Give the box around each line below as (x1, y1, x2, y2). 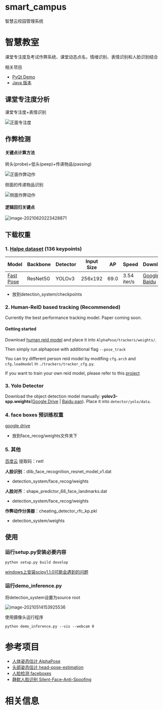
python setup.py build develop (5, 560, 68, 565)
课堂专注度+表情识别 (5, 109, 47, 115)
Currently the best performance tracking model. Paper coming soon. (5, 315, 142, 321)
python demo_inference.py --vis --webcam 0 (5, 624, 95, 629)
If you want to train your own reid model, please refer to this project (5, 370, 140, 376)
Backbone (27, 261, 51, 268)
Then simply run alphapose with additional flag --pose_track (5, 346, 126, 352)
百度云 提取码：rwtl (5, 458, 44, 464)
